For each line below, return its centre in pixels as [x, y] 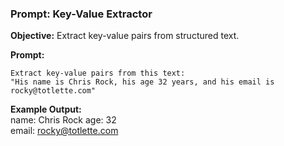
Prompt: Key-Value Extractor [81, 14]
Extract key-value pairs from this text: [98, 73]
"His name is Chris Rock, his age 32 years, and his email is [142, 82]
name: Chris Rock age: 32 [63, 120]
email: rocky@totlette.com [64, 131]
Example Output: [46, 109]
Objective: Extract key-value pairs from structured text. [125, 36]
